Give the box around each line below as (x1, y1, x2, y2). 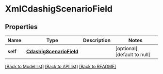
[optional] (115, 45, 138, 52)
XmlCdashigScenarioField (5, 3, 113, 15)
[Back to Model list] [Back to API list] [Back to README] (5, 64, 116, 69)
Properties (5, 23, 38, 31)
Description (83, 37, 111, 44)
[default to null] (115, 51, 150, 58)
